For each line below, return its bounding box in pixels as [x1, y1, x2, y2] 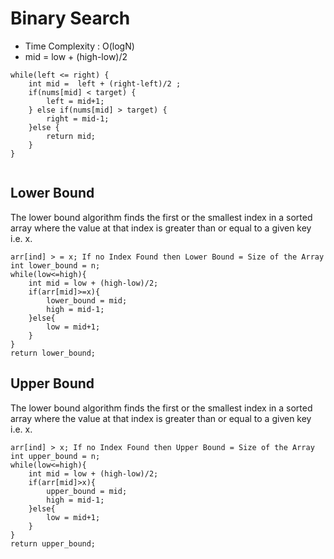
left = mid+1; [46, 96, 105, 106]
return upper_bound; [10, 538, 97, 549]
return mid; [46, 131, 97, 141]
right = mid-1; [46, 113, 110, 124]
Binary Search [10, 7, 131, 30]
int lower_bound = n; [10, 260, 101, 271]
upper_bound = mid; [46, 486, 128, 496]
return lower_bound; [10, 348, 97, 358]
